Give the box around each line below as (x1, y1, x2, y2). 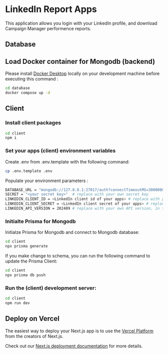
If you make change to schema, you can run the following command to (5, 252, 150, 258)
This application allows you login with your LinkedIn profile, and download (5, 20, 157, 26)
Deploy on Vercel (5, 314, 60, 323)
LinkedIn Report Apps (5, 4, 97, 15)
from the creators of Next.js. (5, 333, 63, 339)
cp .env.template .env (5, 168, 52, 173)
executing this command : (5, 76, 58, 82)
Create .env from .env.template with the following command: (5, 158, 130, 164)
